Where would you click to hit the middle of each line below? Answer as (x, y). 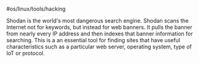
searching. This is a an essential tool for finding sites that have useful (93, 40)
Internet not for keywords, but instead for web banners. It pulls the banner (99, 27)
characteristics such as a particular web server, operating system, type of (99, 46)
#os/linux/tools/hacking (36, 9)
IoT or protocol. (26, 53)
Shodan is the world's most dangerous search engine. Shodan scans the (98, 20)
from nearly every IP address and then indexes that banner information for (100, 34)
